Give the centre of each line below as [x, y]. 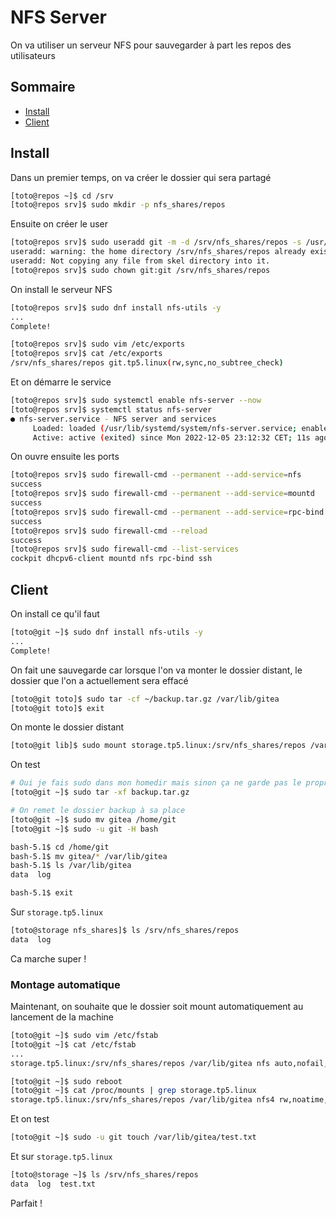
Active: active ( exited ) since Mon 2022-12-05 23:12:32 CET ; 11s [171, 437]
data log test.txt [53, 1184]
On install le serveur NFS [61, 289]
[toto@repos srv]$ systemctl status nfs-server [111, 409]
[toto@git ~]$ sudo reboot [66, 1081]
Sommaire [43, 87]
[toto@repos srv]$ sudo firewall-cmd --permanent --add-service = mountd [162, 494]
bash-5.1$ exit [42, 893]
